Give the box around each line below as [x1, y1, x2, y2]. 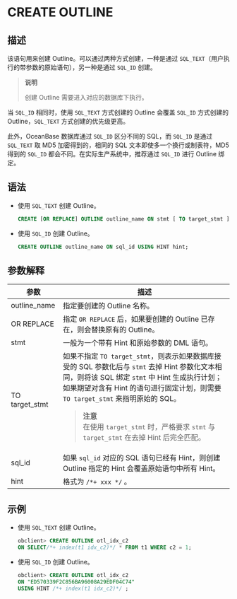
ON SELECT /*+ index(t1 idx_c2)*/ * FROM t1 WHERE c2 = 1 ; [17, 544, 192, 552]
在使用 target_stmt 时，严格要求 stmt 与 [83, 422, 216, 432]
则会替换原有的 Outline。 [77, 325, 159, 335]
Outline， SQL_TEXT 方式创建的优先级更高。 [7, 117, 129, 125]
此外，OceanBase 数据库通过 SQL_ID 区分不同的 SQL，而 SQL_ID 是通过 [7, 132, 213, 140]
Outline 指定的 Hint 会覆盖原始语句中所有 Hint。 [63, 464, 220, 474]
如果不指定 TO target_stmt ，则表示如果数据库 [63, 351, 214, 361]
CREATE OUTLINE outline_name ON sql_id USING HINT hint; [17, 243, 189, 250]
